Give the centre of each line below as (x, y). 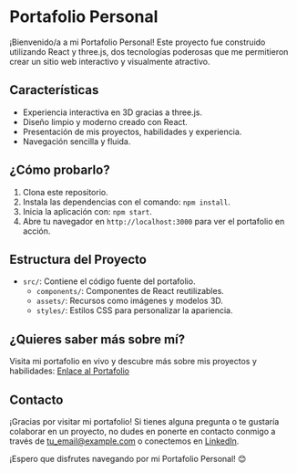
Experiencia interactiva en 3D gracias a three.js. (113, 112)
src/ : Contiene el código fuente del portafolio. (109, 281)
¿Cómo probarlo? (60, 170)
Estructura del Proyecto (78, 259)
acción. (36, 231)
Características (54, 90)
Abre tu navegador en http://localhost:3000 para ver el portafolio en (154, 221)
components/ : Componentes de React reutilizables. (130, 291)
